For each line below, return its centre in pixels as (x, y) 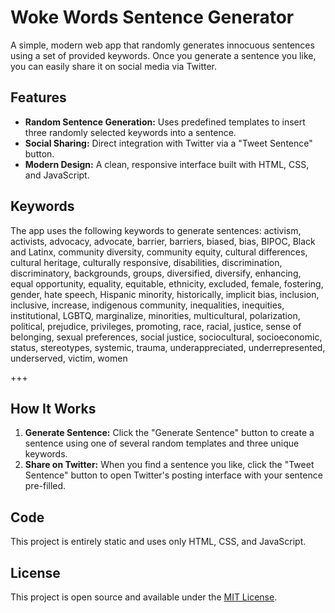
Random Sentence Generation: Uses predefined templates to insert (165, 122)
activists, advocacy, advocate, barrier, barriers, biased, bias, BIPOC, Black (163, 241)
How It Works (53, 408)
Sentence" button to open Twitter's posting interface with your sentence (173, 475)
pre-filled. (45, 486)
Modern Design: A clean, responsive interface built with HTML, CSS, (167, 164)
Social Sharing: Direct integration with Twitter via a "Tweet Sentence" (168, 143)
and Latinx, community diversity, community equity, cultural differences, (159, 252)
